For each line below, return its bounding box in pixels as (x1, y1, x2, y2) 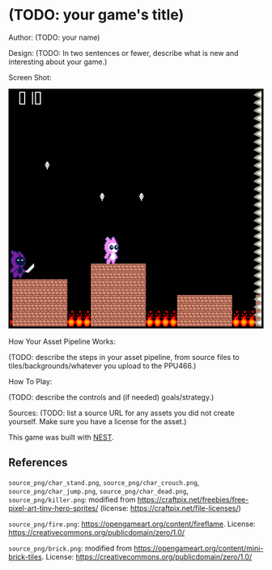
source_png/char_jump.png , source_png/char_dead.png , (8, 486, 189, 495)
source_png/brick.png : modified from (8, 543, 132, 553)
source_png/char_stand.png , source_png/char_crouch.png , (8, 477, 200, 487)
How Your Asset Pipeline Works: (8, 336, 116, 346)
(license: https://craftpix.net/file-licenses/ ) (100, 503, 241, 512)
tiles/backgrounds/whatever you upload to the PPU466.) (8, 361, 197, 371)
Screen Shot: (8, 72, 52, 82)
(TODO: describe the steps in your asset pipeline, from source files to (8, 352, 240, 362)
